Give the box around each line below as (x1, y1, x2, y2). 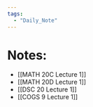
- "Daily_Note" (13, 17, 58, 24)
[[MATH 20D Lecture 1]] (17, 78, 86, 87)
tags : (7, 10, 23, 18)
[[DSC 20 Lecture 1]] (17, 85, 77, 94)
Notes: (7, 47, 48, 63)
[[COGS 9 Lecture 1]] (17, 93, 78, 101)
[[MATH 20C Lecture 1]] (17, 70, 87, 79)
